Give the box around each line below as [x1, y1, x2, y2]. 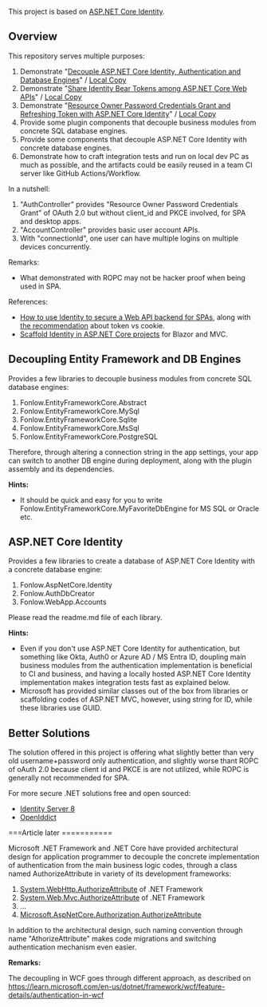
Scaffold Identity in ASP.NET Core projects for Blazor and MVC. [19, 329, 229, 339]
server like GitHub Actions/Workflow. [19, 168, 142, 178]
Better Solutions [8, 726, 90, 740]
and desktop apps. [19, 216, 82, 226]
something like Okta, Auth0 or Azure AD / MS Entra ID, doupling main [19, 652, 247, 662]
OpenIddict [19, 813, 57, 822]
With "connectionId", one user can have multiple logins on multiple [19, 233, 239, 243]
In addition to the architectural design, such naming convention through [8, 925, 243, 935]
